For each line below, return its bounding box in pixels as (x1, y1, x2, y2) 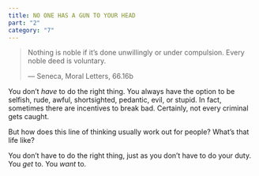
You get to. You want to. (8, 159, 87, 169)
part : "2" (8, 19, 41, 27)
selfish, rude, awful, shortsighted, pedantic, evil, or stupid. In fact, (8, 95, 222, 105)
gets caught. (8, 112, 50, 122)
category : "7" (8, 26, 55, 34)
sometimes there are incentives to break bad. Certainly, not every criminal (8, 103, 249, 113)
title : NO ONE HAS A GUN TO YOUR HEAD (8, 11, 136, 20)
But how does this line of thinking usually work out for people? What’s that (8, 127, 250, 137)
